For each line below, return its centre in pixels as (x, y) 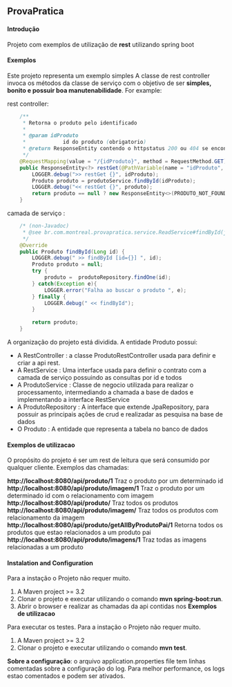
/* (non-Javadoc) (45, 226)
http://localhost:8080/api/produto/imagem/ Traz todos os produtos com (113, 511)
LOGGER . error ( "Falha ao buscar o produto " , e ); (115, 290)
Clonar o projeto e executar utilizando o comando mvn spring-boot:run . (120, 599)
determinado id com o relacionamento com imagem (80, 496)
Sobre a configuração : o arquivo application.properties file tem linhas (106, 661)
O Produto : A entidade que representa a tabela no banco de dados (113, 429)
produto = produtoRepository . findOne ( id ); (107, 277)
